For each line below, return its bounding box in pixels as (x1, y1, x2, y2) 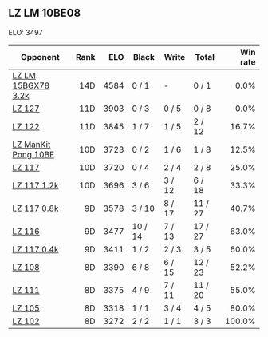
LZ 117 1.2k (12, 180, 59, 191)
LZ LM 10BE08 (8, 6, 81, 20)
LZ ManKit (12, 139, 51, 150)
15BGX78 (12, 80, 50, 91)
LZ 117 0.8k (12, 203, 59, 214)
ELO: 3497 (8, 27, 43, 37)
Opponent (20, 51, 60, 62)
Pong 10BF (12, 149, 54, 160)
